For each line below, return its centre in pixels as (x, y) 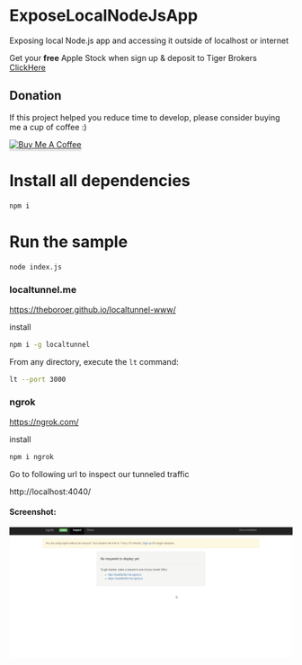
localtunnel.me (43, 290)
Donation (36, 96)
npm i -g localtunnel (50, 344)
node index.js (36, 267)
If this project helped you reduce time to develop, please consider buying (145, 117)
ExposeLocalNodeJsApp (104, 16)
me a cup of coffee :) (48, 127)
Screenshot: (33, 512)
